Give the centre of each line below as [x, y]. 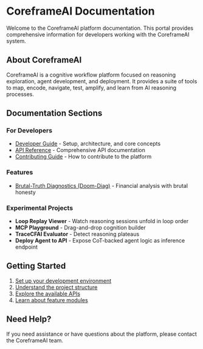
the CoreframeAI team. [35, 340]
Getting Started [36, 266]
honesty [26, 192]
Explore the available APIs [48, 294]
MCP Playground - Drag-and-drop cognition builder [80, 228]
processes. [20, 94]
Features [20, 173]
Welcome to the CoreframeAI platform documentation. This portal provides [100, 28]
